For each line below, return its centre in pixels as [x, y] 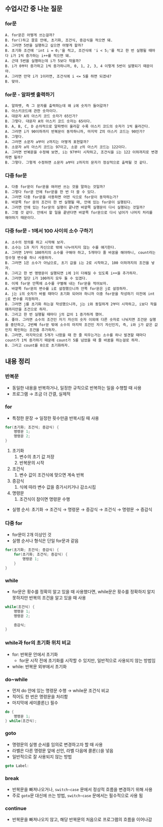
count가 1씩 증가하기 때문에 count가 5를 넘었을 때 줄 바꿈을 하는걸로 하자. [73, 340]
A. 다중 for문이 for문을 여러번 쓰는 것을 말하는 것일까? [55, 187]
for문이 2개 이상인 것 [32, 535]
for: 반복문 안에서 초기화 [35, 654]
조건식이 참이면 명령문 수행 [45, 499]
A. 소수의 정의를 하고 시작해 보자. [35, 242]
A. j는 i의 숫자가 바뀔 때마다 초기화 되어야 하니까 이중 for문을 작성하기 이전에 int [80, 294]
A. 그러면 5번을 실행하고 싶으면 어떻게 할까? [44, 45]
